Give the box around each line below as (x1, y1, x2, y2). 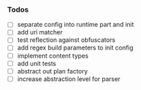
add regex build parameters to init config (17, 43, 133, 52)
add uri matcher (17, 28, 64, 36)
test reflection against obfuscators (17, 36, 115, 44)
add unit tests (17, 59, 57, 67)
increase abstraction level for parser (17, 74, 121, 83)
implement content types (17, 52, 88, 60)
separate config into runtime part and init (17, 21, 134, 29)
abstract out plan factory (17, 67, 88, 75)
